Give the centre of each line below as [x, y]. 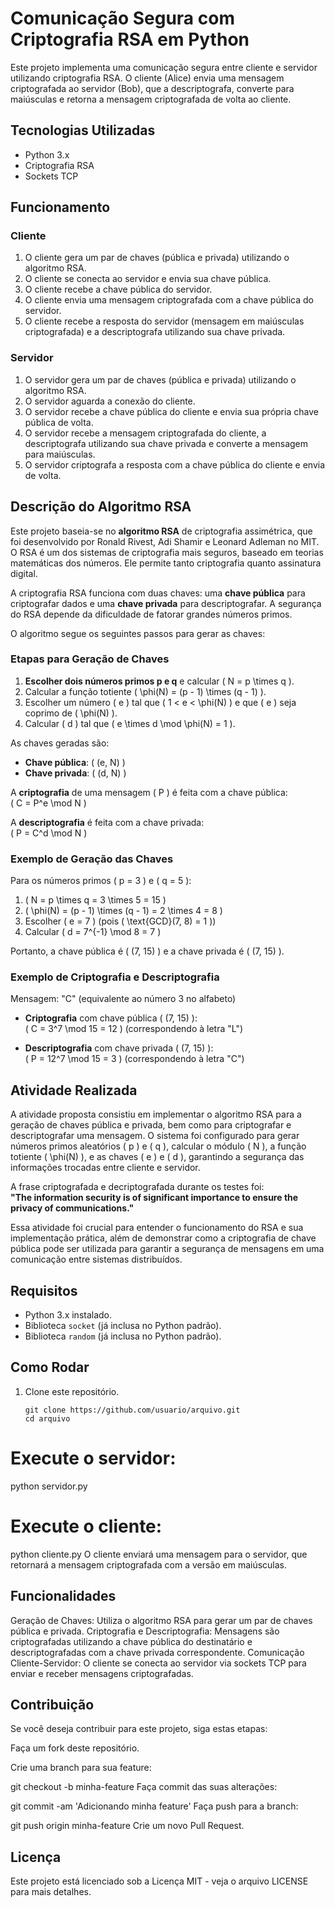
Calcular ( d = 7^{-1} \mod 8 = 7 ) [93, 932]
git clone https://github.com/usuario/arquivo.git [132, 1410]
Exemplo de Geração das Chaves [92, 859]
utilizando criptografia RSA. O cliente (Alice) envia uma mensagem [147, 78]
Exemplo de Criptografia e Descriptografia [115, 977]
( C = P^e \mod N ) [48, 803]
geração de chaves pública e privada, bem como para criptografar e [151, 1125]
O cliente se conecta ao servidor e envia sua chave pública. [148, 279]
